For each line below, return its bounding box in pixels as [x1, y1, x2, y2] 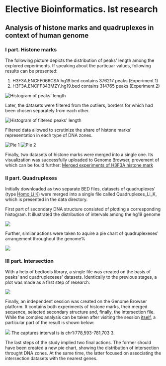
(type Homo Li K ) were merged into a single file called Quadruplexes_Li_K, [5, 191, 157, 197]
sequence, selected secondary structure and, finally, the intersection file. [5, 309, 155, 315]
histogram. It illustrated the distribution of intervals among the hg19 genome [5, 211, 161, 217]
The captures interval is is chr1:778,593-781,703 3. [11, 330, 115, 336]
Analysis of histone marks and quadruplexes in [5, 23, 154, 32]
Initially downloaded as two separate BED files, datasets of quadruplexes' [5, 186, 156, 192]
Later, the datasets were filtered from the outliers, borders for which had [5, 102, 153, 108]
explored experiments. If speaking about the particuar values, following [5, 62, 151, 68]
